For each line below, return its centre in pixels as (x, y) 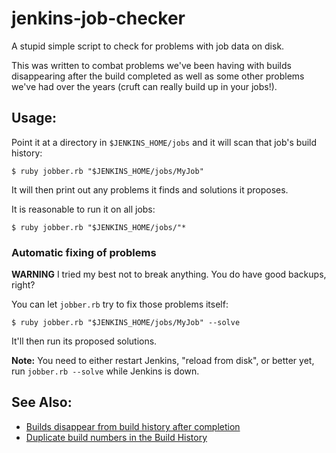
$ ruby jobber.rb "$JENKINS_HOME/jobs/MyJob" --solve (126, 323)
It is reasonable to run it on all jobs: (83, 209)
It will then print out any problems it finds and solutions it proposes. (150, 189)
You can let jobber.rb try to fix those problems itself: (120, 304)
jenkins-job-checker (98, 18)
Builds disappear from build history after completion (133, 426)
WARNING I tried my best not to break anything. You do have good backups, (169, 274)
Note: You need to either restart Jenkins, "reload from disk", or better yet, (163, 361)
